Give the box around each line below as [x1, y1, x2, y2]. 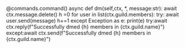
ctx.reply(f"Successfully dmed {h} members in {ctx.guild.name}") [6, 23, 165, 30]
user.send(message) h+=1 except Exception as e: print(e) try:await [6, 17, 168, 24]
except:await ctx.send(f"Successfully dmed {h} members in [6, 29, 151, 36]
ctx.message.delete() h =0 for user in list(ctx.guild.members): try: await [6, 11, 179, 18]
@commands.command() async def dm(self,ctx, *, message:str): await [6, 5, 177, 12]
